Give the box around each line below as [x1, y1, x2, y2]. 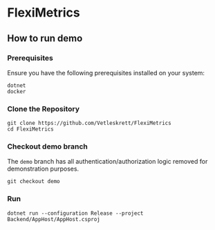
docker [7, 88, 26, 95]
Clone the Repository [7, 104, 80, 113]
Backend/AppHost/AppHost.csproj [7, 215, 100, 222]
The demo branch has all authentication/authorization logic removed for [7, 157, 208, 166]
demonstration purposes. [7, 164, 80, 173]
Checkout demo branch [7, 142, 88, 151]
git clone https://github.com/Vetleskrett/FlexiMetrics [7, 119, 171, 127]
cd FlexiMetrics [7, 126, 54, 133]
